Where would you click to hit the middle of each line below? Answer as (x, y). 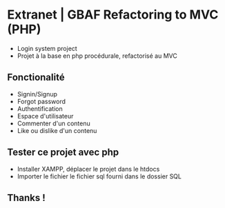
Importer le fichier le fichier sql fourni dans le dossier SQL (99, 176)
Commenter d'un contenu (54, 123)
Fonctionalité (36, 77)
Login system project (47, 48)
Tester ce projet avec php (63, 153)
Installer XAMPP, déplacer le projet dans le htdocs (88, 169)
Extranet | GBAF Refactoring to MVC (113, 15)
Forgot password (41, 101)
